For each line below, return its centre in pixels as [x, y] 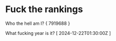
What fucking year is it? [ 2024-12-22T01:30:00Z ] [58, 33]
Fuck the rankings [44, 9]
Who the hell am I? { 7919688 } [38, 23]
